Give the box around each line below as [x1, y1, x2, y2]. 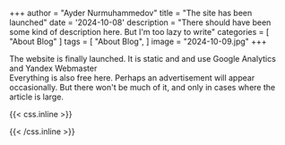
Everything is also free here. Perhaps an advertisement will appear [9, 72, 255, 83]
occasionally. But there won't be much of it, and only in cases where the [9, 82, 276, 92]
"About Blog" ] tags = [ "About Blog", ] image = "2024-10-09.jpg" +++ [9, 36, 267, 47]
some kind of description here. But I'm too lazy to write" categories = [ [9, 27, 270, 37]
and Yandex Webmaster [9, 63, 98, 73]
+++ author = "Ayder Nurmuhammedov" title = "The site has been [9, 8, 253, 18]
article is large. [9, 91, 65, 102]
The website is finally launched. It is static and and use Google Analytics [9, 54, 276, 64]
